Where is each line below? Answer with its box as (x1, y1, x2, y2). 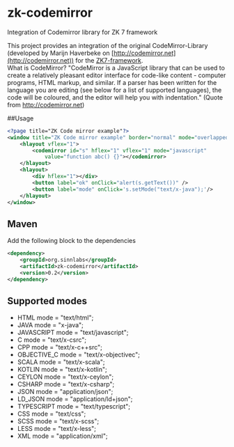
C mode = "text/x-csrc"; (17, 336, 87, 344)
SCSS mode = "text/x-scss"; (17, 417, 100, 425)
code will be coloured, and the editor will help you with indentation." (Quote (7, 93, 224, 102)
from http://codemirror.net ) (7, 100, 85, 109)
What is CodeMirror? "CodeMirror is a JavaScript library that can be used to (7, 63, 225, 72)
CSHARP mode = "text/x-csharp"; (17, 380, 115, 389)
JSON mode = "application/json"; (17, 388, 114, 396)
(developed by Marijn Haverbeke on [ (7, 49, 114, 57)
